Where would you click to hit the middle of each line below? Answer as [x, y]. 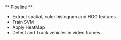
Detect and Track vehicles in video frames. [57, 33]
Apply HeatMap [28, 27]
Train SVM [23, 22]
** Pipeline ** [19, 7]
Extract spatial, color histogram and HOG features [64, 17]
